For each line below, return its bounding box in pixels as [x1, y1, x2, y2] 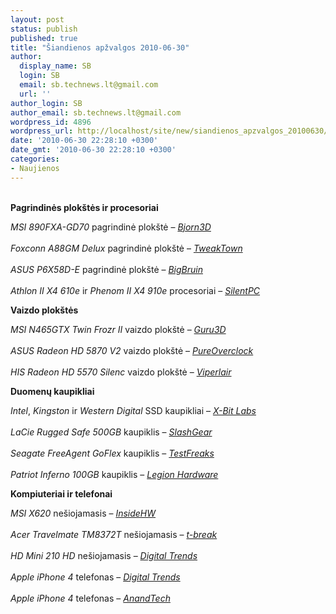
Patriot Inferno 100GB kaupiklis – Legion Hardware [10, 468, 219, 480]
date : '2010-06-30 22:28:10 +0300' [10, 136, 159, 146]
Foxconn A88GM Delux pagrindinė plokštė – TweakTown [10, 242, 243, 254]
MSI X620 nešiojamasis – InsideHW [10, 507, 157, 519]
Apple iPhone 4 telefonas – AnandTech [10, 592, 171, 604]
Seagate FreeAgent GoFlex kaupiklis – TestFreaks [10, 447, 215, 459]
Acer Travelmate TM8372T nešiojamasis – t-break [10, 528, 218, 540]
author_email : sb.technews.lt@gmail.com [10, 107, 182, 118]
